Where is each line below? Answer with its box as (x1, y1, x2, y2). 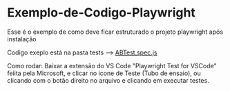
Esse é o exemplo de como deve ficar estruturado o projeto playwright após (7, 28, 223, 36)
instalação (7, 34, 37, 43)
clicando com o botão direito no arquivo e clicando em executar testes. (7, 76, 209, 84)
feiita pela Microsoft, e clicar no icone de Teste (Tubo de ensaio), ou (7, 69, 202, 77)
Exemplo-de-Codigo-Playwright (7, 5, 195, 21)
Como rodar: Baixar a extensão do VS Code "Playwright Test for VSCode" (7, 61, 217, 70)
